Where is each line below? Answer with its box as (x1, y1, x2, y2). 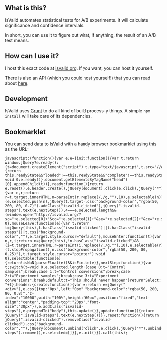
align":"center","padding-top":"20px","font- (5, 300, 101, 305)
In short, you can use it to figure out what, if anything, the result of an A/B (5, 32, 156, 38)
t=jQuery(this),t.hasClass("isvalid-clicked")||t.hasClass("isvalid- (5, 225, 153, 231)
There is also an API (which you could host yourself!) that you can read (5, 75, 151, 81)
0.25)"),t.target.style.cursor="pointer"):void (5, 252, 106, 257)
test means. (5, 37, 29, 43)
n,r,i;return (5, 239, 32, 244)
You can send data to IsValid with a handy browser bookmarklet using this (5, 141, 157, 147)
